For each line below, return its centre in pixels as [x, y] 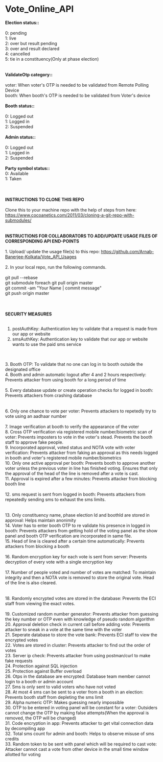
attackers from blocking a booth [37, 546]
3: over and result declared [32, 48]
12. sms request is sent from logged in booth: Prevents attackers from [75, 494]
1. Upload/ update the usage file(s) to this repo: [53, 251]
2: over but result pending [31, 43]
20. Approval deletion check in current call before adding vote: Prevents [78, 624]
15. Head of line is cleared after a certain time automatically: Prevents [75, 541]
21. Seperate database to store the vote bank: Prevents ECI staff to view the [81, 635]
